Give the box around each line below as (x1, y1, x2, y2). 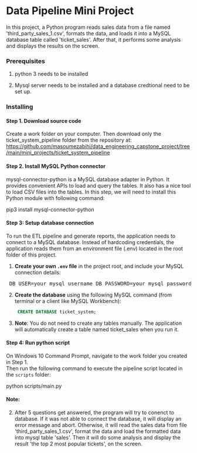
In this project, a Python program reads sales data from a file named (6, 24, 171, 31)
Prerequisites (6, 57, 45, 65)
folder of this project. (6, 251, 57, 258)
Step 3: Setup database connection (6, 219, 94, 226)
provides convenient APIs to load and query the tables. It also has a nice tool (6, 182, 191, 189)
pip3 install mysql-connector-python (6, 206, 95, 213)
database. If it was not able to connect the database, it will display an (14, 415, 182, 422)
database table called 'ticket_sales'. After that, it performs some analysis (6, 36, 181, 43)
